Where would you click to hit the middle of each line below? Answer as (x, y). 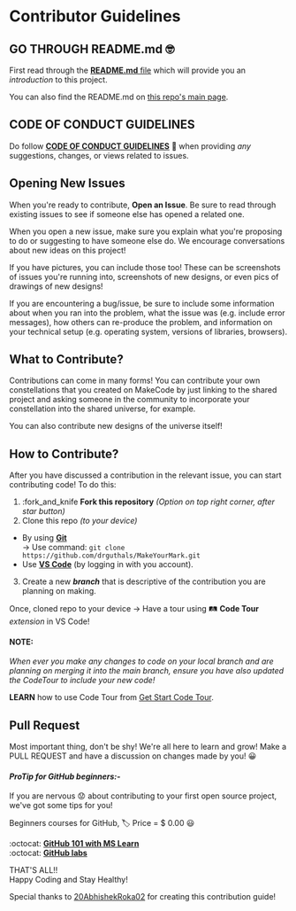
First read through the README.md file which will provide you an (127, 70)
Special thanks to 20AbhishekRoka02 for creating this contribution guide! (143, 897)
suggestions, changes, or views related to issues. (99, 155)
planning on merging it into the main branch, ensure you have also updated (147, 671)
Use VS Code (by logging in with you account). (108, 565)
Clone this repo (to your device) (80, 521)
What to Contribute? (66, 359)
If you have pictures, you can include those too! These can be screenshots (145, 267)
